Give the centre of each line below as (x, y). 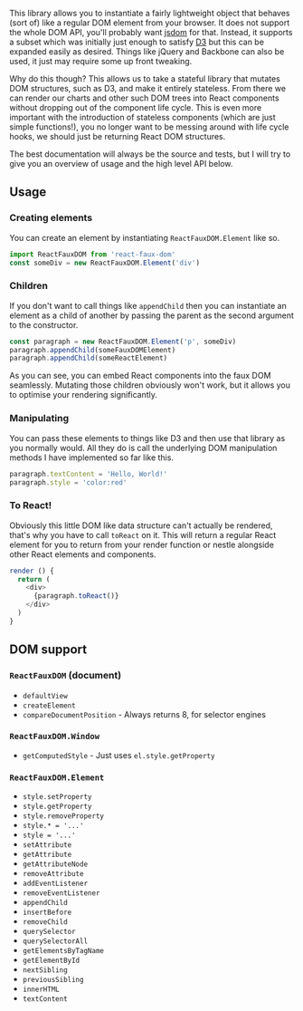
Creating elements (51, 218)
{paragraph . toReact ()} (76, 596)
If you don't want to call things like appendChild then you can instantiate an (148, 305)
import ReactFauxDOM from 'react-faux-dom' (93, 254)
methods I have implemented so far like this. (92, 457)
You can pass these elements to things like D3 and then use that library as (147, 438)
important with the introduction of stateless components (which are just (142, 117)
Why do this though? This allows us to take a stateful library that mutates (145, 79)
